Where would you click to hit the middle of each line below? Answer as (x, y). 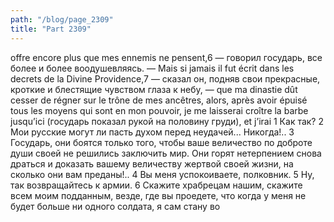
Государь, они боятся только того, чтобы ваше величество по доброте (161, 142)
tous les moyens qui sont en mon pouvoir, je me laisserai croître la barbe (159, 110)
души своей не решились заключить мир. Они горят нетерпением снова (166, 153)
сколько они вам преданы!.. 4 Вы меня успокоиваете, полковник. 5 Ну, (162, 174)
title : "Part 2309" (51, 29)
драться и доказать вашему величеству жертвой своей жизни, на (152, 163)
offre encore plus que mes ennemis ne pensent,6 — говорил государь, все (166, 57)
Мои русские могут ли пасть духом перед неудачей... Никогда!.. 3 (152, 132)
